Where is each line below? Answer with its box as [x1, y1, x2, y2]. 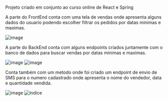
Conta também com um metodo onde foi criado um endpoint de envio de [5, 69, 157, 75]
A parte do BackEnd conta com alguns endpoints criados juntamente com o [5, 44, 163, 50]
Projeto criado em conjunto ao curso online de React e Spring [5, 5, 134, 10]
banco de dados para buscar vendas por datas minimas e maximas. [5, 50, 147, 56]
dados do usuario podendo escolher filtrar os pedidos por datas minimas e [5, 20, 161, 25]
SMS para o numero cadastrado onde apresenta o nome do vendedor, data [5, 75, 162, 80]
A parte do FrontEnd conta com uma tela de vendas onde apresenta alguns [5, 14, 162, 20]
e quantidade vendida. [5, 80, 52, 86]
